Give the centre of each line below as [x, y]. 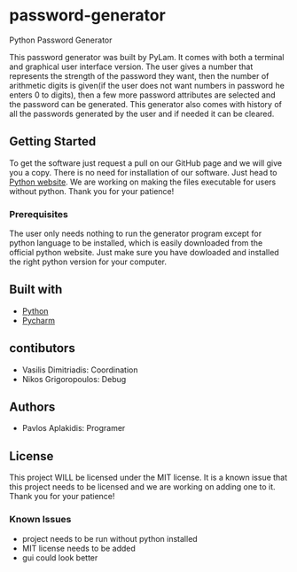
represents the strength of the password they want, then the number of [139, 75]
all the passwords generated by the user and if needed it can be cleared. [142, 114]
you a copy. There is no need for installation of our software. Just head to [143, 172]
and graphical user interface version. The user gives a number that [131, 67]
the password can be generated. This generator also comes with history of [145, 104]
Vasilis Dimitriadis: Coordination [80, 370]
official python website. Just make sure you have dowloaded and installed [144, 253]
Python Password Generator [61, 40]
